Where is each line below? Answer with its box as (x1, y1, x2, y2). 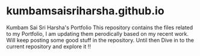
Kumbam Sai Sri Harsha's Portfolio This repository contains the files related (6, 24, 193, 31)
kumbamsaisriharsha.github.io (6, 4, 164, 18)
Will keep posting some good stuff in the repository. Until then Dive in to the (6, 36, 195, 43)
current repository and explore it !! (6, 43, 92, 50)
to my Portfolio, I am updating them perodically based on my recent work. (6, 30, 189, 37)
